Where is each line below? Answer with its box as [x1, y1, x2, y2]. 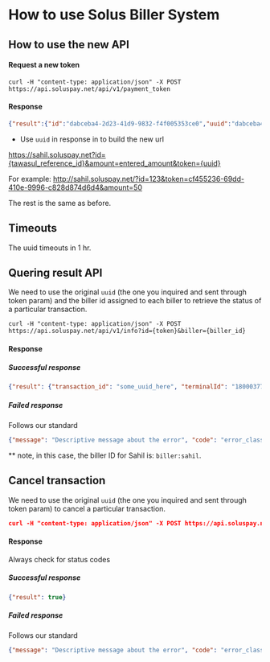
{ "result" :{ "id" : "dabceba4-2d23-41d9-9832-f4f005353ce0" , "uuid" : [8, 119, 231, 128]
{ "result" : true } [8, 593, 67, 601]
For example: [8, 174, 52, 183]
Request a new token [8, 60, 80, 70]
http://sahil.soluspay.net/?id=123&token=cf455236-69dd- [53, 174, 245, 183]
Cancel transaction [8, 474, 106, 487]
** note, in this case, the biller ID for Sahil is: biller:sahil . [8, 450, 202, 460]
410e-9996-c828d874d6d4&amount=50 [8, 183, 143, 192]
